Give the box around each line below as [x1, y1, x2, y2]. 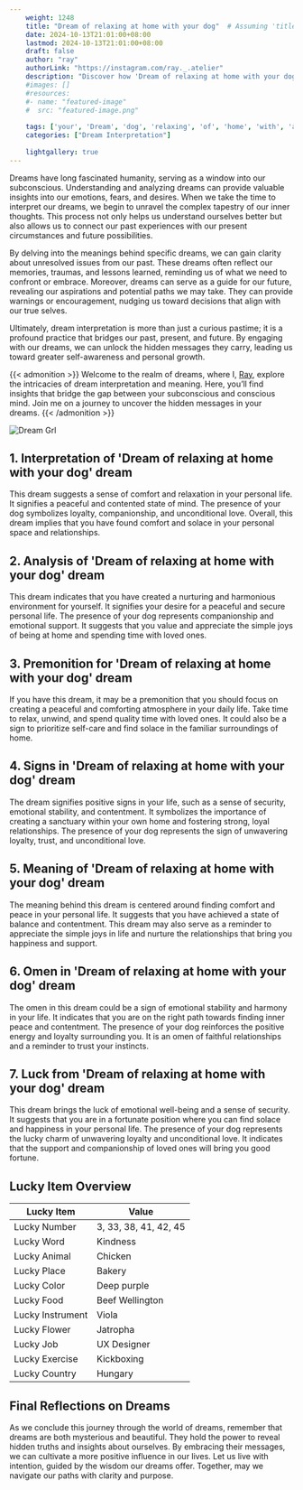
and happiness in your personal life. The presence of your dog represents [9, 1123, 283, 1134]
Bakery [96, 1265, 127, 1278]
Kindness [96, 1235, 137, 1248]
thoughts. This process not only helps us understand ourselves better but [9, 210, 282, 221]
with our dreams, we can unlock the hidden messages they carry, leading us [9, 341, 293, 352]
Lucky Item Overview [9, 1178, 132, 1194]
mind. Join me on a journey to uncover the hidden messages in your [9, 397, 262, 408]
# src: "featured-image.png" [25, 106, 140, 115]
